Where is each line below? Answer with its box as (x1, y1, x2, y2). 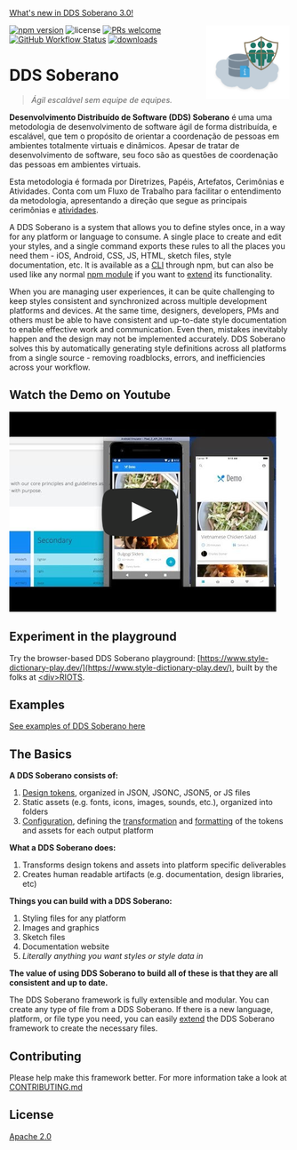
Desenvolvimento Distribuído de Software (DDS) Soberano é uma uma (9, 111, 273, 123)
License (9, 1107, 54, 1122)
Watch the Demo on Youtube (9, 387, 172, 403)
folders (21, 806, 49, 817)
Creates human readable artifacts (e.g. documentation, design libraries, (21, 869, 285, 880)
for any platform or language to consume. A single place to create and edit (9, 231, 282, 242)
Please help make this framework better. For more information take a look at (9, 1073, 287, 1082)
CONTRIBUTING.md (9, 1082, 83, 1092)
